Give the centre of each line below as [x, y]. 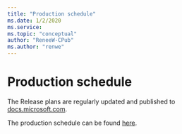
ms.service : [25, 27]
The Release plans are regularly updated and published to [91, 101]
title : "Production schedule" [52, 14]
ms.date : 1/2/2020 [34, 21]
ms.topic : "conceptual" [42, 34]
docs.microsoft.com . [37, 109]
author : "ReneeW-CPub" [41, 40]
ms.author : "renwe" [36, 47]
